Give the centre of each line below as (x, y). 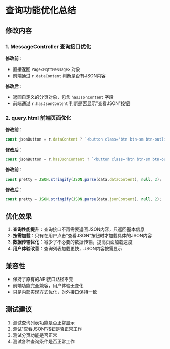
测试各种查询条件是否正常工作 (44, 342)
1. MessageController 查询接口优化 (48, 46)
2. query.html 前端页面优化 (38, 118)
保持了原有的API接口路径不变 (43, 279)
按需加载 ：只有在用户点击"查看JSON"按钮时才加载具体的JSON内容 (82, 236)
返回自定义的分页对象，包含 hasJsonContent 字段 (63, 97)
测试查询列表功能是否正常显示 (44, 323)
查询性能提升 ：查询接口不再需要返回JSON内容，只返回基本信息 (79, 229)
